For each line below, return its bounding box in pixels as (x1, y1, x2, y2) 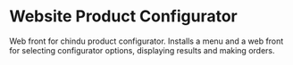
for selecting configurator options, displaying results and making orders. (9, 45, 275, 55)
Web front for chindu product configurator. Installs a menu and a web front (9, 36, 284, 46)
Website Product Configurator (9, 6, 239, 27)
